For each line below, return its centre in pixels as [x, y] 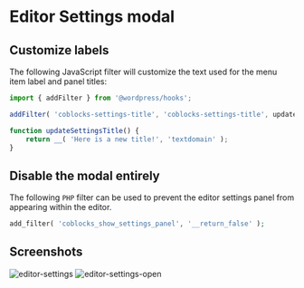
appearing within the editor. [61, 207]
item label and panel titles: [58, 82]
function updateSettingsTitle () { [75, 130]
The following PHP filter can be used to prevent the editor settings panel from [152, 197]
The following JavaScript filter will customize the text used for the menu [143, 72]
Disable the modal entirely [85, 175]
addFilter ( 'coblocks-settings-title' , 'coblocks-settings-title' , [139, 114]
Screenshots [46, 252]
